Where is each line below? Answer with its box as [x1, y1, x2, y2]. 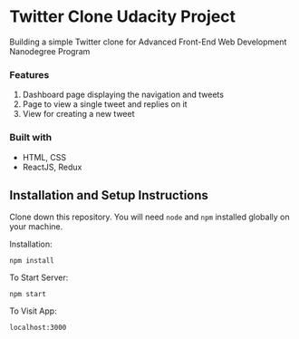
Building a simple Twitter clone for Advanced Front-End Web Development [9, 36, 287, 47]
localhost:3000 [9, 324, 67, 333]
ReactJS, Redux [22, 161, 82, 172]
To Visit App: [9, 305, 57, 316]
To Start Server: [9, 272, 69, 283]
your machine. [9, 221, 63, 232]
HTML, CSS [22, 151, 66, 162]
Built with [9, 131, 53, 144]
